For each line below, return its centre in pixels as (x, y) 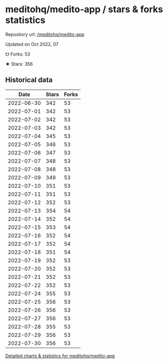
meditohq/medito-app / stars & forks (84, 9)
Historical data (29, 80)
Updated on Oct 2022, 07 (32, 44)
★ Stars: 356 (19, 64)
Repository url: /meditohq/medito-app (45, 34)
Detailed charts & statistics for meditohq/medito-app (60, 356)
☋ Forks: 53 (18, 54)
